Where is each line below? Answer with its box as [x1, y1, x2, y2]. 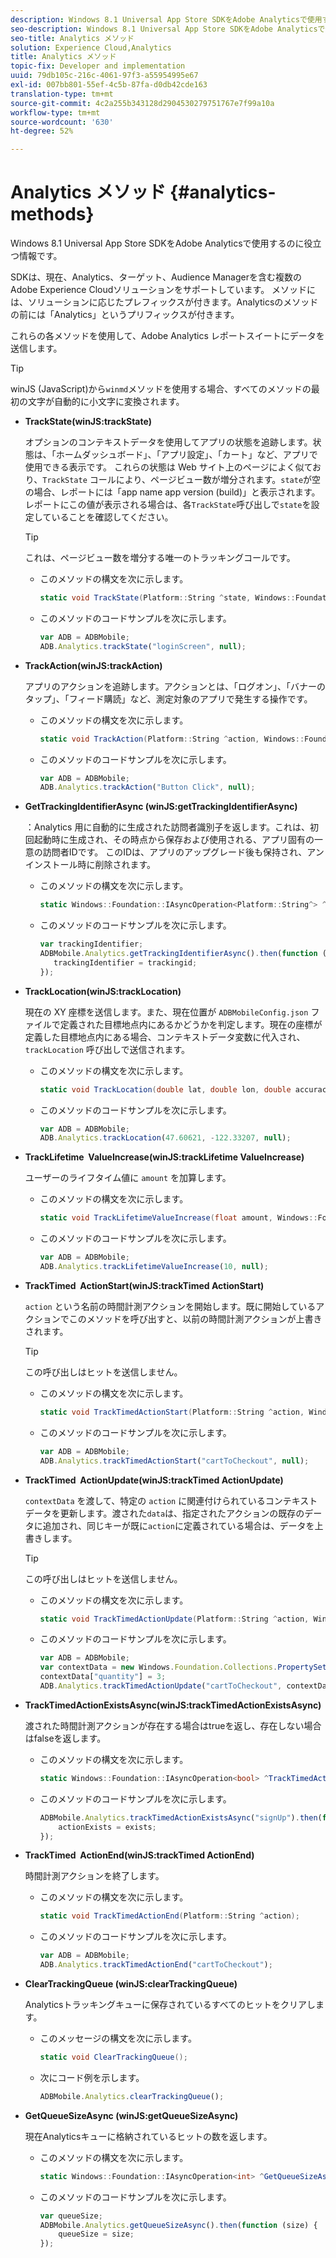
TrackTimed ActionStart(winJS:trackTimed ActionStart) [24, 1279, 265, 1291]
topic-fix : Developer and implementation [10, 61, 186, 71]
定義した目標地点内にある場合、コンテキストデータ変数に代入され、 [24, 1031, 306, 1043]
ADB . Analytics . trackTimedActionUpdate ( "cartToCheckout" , [39, 1681, 283, 1691]
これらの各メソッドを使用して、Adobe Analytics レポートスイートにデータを [10, 330, 325, 342]
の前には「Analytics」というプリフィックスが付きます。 [10, 309, 240, 321]
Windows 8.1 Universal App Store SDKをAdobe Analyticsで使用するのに [10, 237, 305, 250]
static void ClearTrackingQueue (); [39, 2052, 188, 2063]
